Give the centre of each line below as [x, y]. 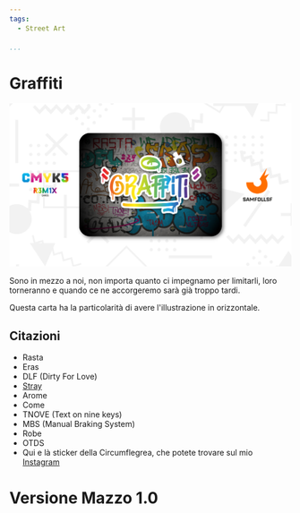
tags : [19, 19]
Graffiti [36, 83]
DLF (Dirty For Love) [60, 376]
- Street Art [42, 28]
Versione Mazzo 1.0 [84, 498]
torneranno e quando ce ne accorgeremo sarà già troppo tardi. [125, 290]
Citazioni [35, 336]
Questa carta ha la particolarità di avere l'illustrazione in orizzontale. [135, 308]
